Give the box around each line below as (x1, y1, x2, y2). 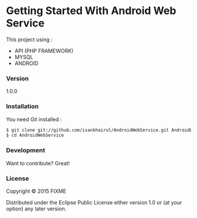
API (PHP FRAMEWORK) (14, 47, 74, 54)
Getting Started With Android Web (6, 4, 176, 18)
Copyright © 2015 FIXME (6, 188, 66, 195)
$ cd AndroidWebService (6, 132, 64, 138)
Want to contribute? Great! (6, 159, 70, 166)
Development (6, 147, 46, 155)
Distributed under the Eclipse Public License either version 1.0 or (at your (6, 199, 182, 206)
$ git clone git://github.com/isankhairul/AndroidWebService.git (6, 127, 169, 133)
